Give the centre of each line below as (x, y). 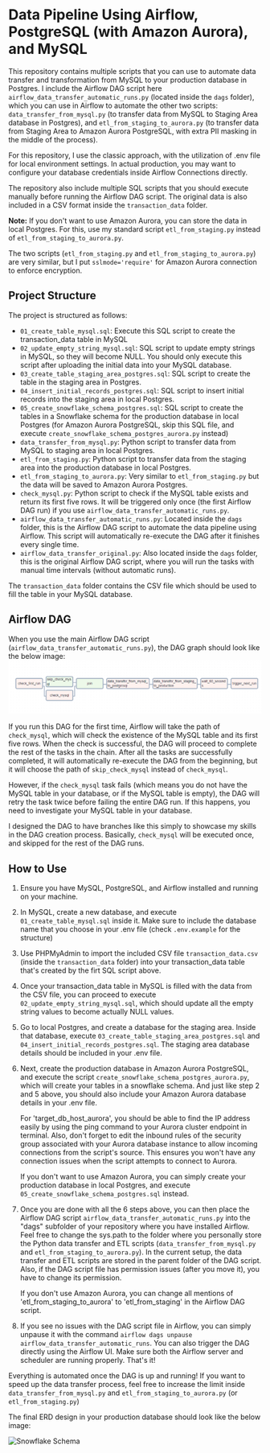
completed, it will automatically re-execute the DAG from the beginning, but (133, 761)
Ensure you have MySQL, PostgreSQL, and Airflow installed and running (139, 888)
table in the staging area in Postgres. (81, 382)
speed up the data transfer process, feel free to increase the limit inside (127, 1385)
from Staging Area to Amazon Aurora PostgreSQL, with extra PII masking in (133, 131)
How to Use (38, 869)
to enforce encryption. (45, 270)
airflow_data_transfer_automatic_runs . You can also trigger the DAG (135, 1343)
